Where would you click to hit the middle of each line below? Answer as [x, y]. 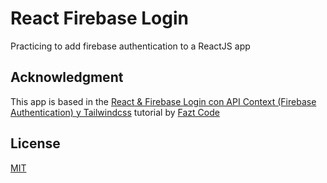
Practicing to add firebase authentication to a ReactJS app [130, 46]
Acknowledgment [67, 77]
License [35, 143]
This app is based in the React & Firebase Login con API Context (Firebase [163, 101]
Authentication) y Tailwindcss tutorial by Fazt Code [115, 112]
